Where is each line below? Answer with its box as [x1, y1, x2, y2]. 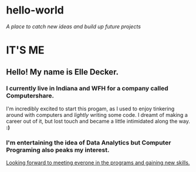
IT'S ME [6, 43, 45, 57]
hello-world [6, 4, 65, 17]
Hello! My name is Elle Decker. [6, 67, 119, 77]
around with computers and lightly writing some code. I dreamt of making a [6, 111, 188, 118]
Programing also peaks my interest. [6, 146, 110, 154]
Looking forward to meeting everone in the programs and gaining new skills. [6, 159, 190, 166]
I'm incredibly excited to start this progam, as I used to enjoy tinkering [6, 105, 175, 112]
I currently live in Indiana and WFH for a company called [6, 85, 168, 93]
